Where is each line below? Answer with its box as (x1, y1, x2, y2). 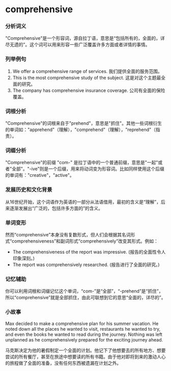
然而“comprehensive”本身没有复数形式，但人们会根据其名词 (5, 231, 131, 237)
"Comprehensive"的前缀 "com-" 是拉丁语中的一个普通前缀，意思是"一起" (5, 160, 158, 166)
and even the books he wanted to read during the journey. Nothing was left (5, 331, 163, 337)
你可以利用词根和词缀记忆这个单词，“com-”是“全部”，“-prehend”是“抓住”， (5, 288, 163, 294)
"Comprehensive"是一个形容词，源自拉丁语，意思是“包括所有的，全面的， (5, 35, 160, 41)
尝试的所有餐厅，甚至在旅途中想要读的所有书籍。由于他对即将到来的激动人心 (5, 353, 166, 360)
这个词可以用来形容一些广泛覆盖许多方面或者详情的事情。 (30, 42, 150, 48)
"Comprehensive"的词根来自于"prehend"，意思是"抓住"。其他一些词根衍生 (5, 120, 162, 126)
